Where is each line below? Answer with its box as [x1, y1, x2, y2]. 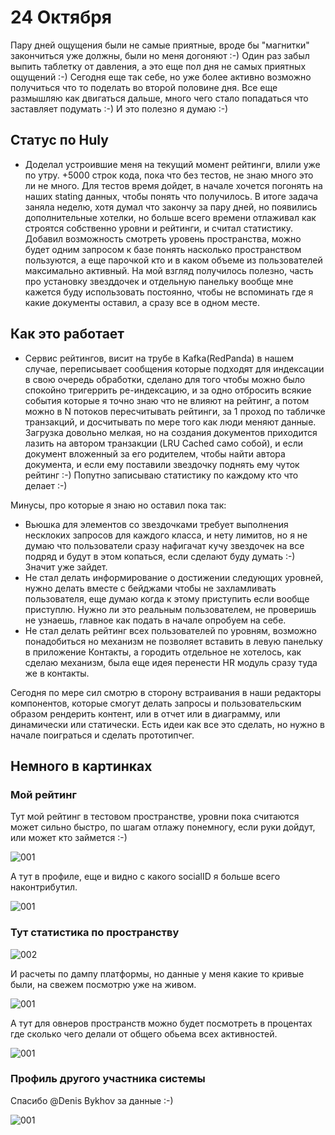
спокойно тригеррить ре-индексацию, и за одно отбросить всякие [24, 384, 312, 396]
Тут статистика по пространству [10, 926, 180, 940]
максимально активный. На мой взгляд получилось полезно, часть [24, 264, 314, 276]
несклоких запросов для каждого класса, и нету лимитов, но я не [24, 529, 308, 541]
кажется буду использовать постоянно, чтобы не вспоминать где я [24, 286, 314, 298]
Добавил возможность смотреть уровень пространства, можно [24, 232, 302, 245]
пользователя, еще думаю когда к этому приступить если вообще [24, 592, 310, 605]
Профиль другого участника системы [10, 1072, 206, 1086]
